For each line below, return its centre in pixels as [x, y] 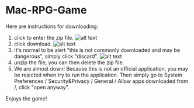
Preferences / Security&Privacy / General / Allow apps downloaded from [101, 81]
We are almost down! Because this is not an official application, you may [101, 68]
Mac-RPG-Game [46, 10]
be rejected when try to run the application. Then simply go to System [98, 75]
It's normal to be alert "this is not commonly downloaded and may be [97, 50]
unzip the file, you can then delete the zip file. [69, 62]
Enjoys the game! [26, 98]
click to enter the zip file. [44, 37]
